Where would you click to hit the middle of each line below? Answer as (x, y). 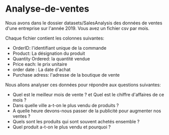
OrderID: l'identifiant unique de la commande (59, 48)
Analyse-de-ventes (47, 9)
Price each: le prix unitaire (40, 64)
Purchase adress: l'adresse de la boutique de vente (66, 75)
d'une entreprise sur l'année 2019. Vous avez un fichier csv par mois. (77, 28)
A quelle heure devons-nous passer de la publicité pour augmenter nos (87, 111)
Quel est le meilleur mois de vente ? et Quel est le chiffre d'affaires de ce (88, 94)
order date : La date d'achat (41, 70)
